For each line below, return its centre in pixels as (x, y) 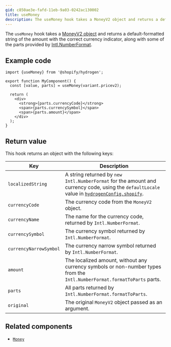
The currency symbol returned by (105, 231)
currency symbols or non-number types (113, 266)
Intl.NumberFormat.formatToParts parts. (113, 279)
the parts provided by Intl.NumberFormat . (49, 45)
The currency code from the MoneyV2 (108, 202)
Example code (28, 61)
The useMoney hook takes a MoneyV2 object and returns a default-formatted (85, 34)
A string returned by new (93, 175)
